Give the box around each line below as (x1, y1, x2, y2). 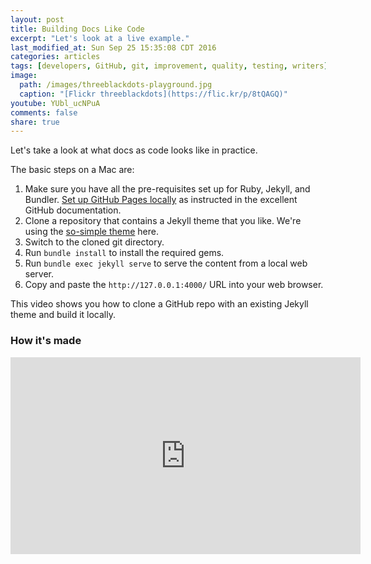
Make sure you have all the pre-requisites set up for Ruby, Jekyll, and (24, 183, 311, 195)
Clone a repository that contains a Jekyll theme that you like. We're (24, 215, 302, 227)
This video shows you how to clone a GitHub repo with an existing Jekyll (10, 298, 309, 310)
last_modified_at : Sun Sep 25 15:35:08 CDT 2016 (10, 42, 217, 53)
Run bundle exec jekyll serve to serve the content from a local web (24, 257, 308, 270)
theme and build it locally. (10, 309, 116, 321)
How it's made (10, 334, 82, 348)
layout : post (10, 14, 65, 25)
